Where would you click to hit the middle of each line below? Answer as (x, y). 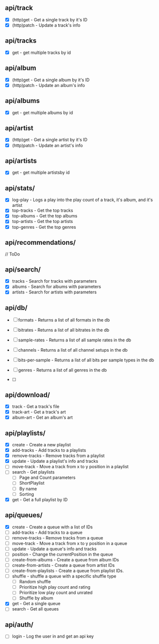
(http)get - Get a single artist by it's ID (50, 140)
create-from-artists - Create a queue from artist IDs (63, 565)
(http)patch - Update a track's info (46, 25)
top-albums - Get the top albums (44, 216)
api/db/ (16, 308)
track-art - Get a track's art (39, 412)
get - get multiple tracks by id (41, 52)
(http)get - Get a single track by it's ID (50, 19)
